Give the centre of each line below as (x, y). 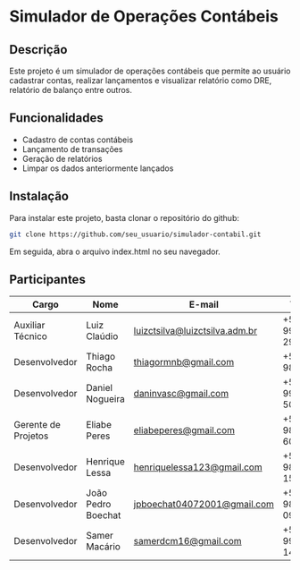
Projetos (31, 436)
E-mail (204, 304)
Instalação (39, 196)
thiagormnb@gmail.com (184, 362)
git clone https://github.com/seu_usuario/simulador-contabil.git (135, 234)
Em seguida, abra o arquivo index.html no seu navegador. (115, 251)
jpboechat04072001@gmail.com (204, 505)
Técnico (30, 336)
